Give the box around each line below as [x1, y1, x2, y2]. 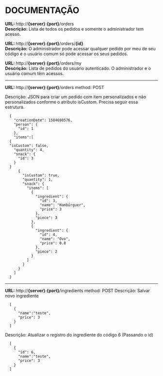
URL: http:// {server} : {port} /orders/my [5, 60, 81, 66]
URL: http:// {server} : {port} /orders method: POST [5, 84, 104, 90]
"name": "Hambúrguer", [39, 203, 86, 207]
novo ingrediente [5, 293, 39, 298]
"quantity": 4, [14, 147, 45, 152]
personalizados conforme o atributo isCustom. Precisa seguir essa [5, 99, 138, 105]
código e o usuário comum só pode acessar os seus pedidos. [5, 51, 128, 57]
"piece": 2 [35, 249, 57, 254]
